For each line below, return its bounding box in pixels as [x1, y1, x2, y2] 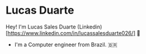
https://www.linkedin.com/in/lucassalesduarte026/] [7, 29, 136, 36]
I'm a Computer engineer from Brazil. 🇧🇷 [14, 41, 118, 48]
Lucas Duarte [5, 4, 75, 17]
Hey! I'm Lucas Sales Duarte [5, 23, 76, 30]
